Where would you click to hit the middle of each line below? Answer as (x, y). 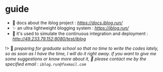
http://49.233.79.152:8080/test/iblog (49, 38)
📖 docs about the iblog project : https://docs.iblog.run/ (67, 23)
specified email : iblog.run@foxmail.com (46, 64)
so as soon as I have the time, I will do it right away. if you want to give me (81, 53)
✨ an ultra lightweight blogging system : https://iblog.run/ (70, 28)
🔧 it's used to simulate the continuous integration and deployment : (80, 34)
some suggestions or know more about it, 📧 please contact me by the (76, 59)
